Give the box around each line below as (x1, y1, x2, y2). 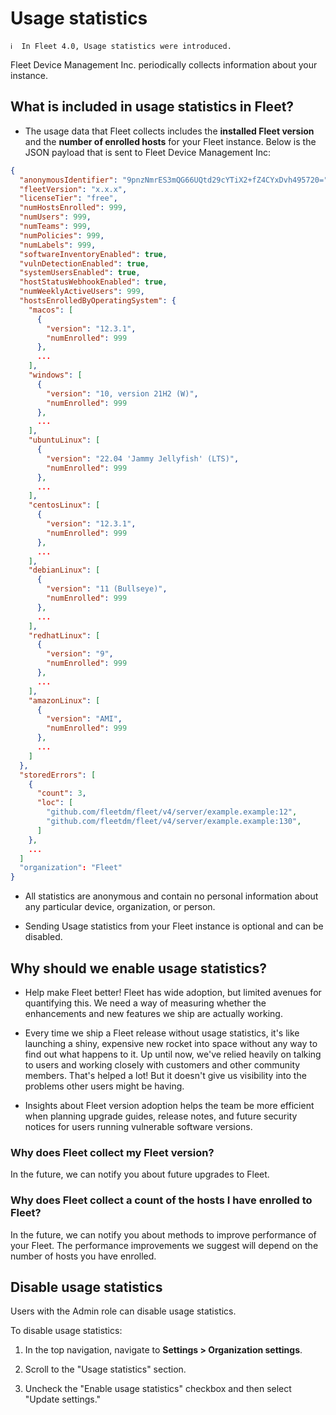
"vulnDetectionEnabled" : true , (19, 258, 150, 269)
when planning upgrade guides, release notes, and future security (24, 1110, 298, 1122)
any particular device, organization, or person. (24, 901, 216, 913)
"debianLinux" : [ (28, 565, 101, 576)
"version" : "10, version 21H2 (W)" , (46, 388, 199, 399)
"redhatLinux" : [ (28, 630, 101, 641)
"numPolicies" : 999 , (19, 230, 105, 241)
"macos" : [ (28, 305, 74, 315)
